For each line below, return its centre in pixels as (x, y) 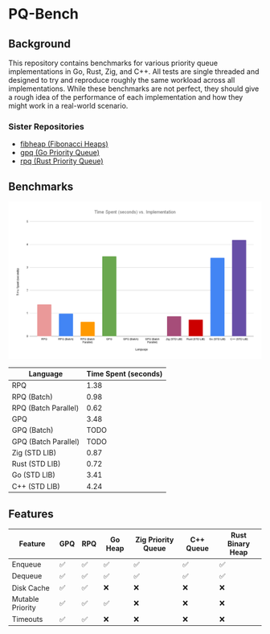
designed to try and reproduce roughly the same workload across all (122, 80)
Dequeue (27, 576)
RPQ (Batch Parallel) (45, 408)
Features (31, 514)
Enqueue (27, 565)
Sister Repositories (46, 126)
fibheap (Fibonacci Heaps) (64, 144)
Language (46, 374)
